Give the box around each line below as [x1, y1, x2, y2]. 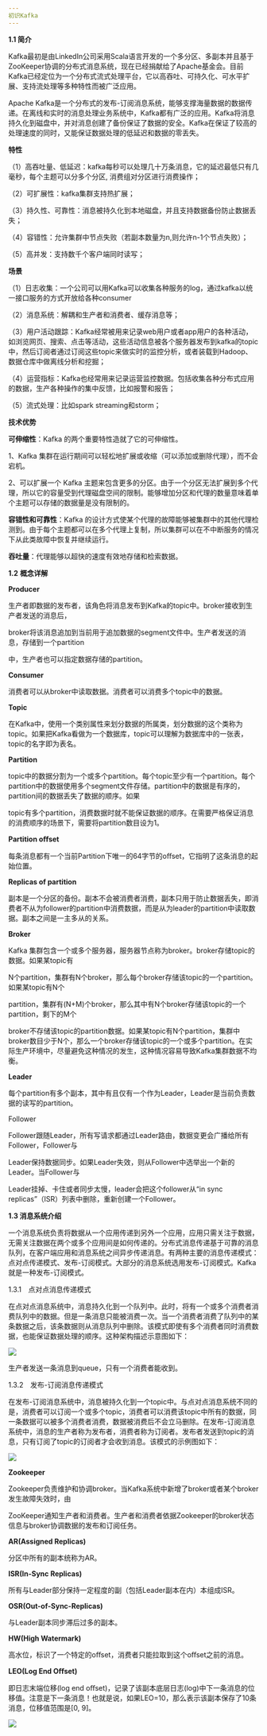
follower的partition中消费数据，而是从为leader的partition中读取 [42, 903, 249, 913]
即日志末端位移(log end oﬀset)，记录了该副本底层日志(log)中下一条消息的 [8, 1683, 249, 1692]
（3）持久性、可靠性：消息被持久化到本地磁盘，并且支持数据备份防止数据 [8, 205, 250, 215]
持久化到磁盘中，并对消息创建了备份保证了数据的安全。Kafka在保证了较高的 [8, 118, 257, 127]
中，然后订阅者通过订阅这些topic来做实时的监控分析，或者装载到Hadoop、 [8, 347, 253, 356]
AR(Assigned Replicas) [8, 1536, 87, 1546]
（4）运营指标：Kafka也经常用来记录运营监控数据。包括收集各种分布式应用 [8, 373, 255, 383]
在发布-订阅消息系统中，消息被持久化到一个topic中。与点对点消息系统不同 [8, 1396, 251, 1406]
